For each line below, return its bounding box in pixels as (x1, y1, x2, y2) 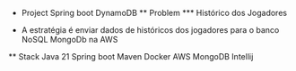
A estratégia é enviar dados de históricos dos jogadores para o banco (21, 25, 280, 35)
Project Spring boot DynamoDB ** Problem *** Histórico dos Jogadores (21, 8, 288, 18)
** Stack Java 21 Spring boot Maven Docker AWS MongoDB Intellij (8, 51, 254, 61)
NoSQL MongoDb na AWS (21, 35, 118, 44)
